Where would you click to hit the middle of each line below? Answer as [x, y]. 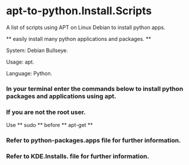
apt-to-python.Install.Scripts [79, 11]
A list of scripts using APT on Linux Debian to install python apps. [86, 27]
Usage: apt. [20, 62]
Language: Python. [29, 73]
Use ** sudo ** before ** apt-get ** [49, 125]
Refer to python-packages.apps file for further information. [94, 141]
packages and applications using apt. [61, 96]
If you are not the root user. [46, 112]
